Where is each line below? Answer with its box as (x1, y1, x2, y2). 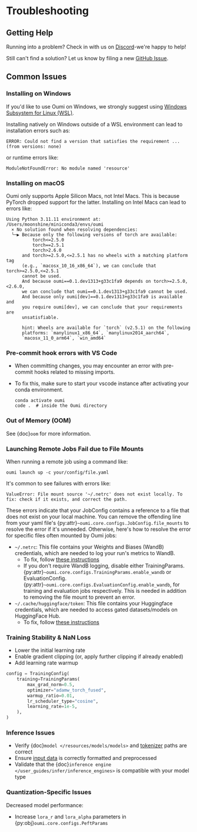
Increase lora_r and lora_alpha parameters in (14, 813, 126, 820)
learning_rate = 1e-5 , (27, 704, 78, 710)
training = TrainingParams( (16, 676, 81, 683)
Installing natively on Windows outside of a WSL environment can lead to (6, 120, 183, 128)
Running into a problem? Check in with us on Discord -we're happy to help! (6, 43, 186, 50)
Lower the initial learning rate (14, 647, 85, 654)
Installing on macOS (6, 179, 65, 187)
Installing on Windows (6, 90, 72, 98)
